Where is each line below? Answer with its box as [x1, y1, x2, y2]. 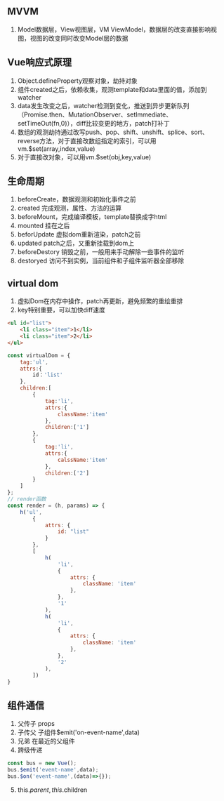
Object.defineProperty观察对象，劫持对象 [17, 77, 138, 85]
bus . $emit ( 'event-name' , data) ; [7, 767, 99, 774]
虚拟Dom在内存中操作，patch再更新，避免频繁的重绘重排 [17, 297, 183, 305]
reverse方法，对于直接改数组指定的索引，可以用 [17, 136, 157, 145]
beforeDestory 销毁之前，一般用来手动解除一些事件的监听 [17, 248, 185, 256]
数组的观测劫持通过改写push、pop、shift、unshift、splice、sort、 [17, 128, 209, 136]
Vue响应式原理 [7, 56, 72, 69]
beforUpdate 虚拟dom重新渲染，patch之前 [17, 230, 141, 239]
